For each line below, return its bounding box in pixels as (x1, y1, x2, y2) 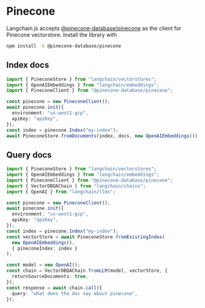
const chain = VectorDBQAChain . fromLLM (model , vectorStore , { (6, 268, 168, 274)
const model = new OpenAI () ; (6, 262, 81, 268)
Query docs (6, 149, 52, 160)
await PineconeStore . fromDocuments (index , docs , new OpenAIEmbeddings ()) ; (6, 133, 201, 139)
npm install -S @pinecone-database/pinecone (6, 43, 121, 49)
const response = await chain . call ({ (6, 285, 103, 291)
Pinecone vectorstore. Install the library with (6, 31, 117, 38)
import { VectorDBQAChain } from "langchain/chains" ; (6, 182, 146, 189)
